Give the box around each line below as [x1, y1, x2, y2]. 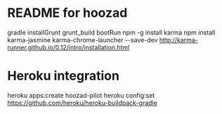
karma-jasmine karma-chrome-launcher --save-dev [7, 35, 158, 44]
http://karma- [159, 35, 199, 44]
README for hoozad [7, 5, 128, 21]
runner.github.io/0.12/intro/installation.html [7, 43, 130, 51]
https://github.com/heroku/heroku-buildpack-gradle [7, 99, 158, 107]
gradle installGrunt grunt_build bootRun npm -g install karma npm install [7, 28, 216, 37]
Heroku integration [7, 68, 119, 84]
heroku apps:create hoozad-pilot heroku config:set [7, 91, 155, 99]
